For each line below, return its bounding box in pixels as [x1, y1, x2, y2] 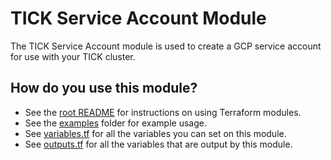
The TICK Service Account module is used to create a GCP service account [10, 40, 322, 52]
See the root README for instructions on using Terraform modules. [24, 106, 302, 118]
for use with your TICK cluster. [10, 50, 136, 62]
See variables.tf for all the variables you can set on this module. [24, 127, 287, 139]
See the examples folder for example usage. [24, 117, 207, 129]
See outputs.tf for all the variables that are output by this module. [24, 138, 293, 150]
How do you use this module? [10, 80, 198, 97]
